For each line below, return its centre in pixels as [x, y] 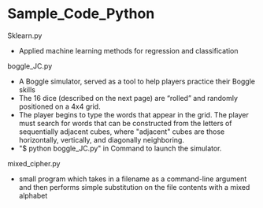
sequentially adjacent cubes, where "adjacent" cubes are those [122, 132]
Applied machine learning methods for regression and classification [128, 50]
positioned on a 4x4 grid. [59, 106]
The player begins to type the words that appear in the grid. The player [133, 114]
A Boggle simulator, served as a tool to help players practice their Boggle [137, 81]
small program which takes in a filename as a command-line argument [133, 179]
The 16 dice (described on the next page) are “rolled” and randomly [128, 98]
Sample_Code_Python [81, 14]
